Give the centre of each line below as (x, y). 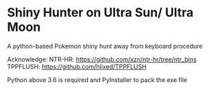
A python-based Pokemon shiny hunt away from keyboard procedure (105, 46)
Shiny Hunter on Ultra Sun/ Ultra (100, 13)
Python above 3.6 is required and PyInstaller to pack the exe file (97, 79)
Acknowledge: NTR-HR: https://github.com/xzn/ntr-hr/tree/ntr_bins (102, 59)
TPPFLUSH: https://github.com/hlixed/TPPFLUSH (77, 66)
